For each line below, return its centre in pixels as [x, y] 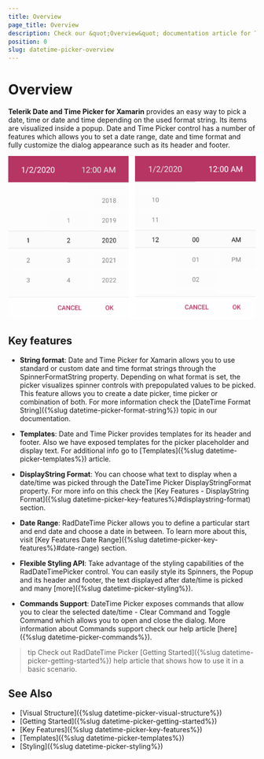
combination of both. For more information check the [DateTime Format [135, 402]
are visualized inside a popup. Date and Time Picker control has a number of [132, 128]
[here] [227, 628]
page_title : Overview [44, 25]
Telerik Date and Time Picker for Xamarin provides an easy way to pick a [127, 112]
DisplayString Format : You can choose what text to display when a [128, 474]
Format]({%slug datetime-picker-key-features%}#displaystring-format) [135, 499]
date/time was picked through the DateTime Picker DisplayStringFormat [135, 482]
